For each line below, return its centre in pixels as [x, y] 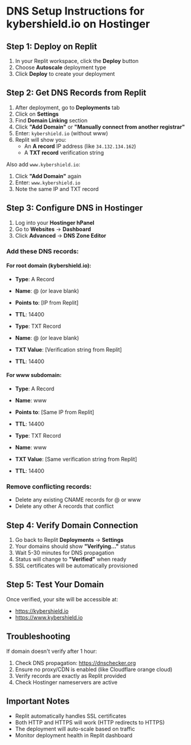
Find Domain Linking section [51, 120]
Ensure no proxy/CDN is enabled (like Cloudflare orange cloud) [94, 669]
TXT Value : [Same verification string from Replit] [76, 459]
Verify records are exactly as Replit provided [70, 676]
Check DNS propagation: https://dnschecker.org [75, 663]
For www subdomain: [34, 375]
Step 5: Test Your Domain [55, 585]
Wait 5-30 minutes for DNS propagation [65, 553]
